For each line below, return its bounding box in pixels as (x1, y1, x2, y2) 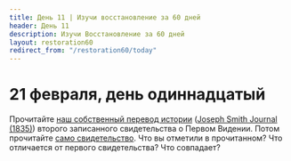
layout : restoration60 (9, 37, 93, 47)
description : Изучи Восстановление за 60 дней (9, 29, 185, 38)
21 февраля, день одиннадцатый (9, 85, 266, 105)
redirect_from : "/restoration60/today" (9, 46, 158, 55)
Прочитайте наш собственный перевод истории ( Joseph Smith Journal (9, 114, 278, 125)
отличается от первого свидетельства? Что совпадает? (9, 142, 221, 153)
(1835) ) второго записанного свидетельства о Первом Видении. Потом (9, 124, 280, 134)
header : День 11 (9, 21, 69, 30)
